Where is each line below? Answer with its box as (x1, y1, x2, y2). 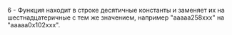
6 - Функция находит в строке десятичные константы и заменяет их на (7, 6, 225, 14)
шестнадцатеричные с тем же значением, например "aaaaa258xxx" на (7, 13, 225, 22)
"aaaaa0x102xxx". (7, 21, 61, 29)
